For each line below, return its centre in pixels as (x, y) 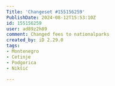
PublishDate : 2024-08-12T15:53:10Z (51, 18)
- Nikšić (17, 68)
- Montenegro (23, 51)
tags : (13, 46)
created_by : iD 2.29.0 (35, 40)
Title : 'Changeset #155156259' (46, 12)
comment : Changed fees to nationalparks (58, 35)
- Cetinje (19, 57)
